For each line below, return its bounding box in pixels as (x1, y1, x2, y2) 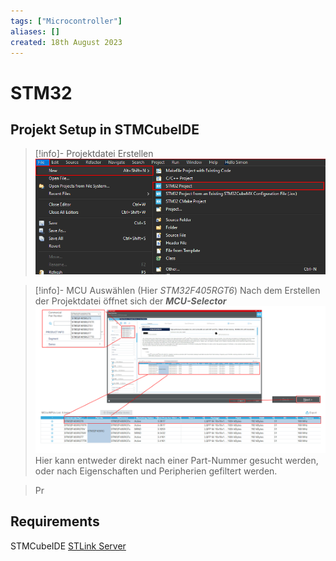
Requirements (10, 513, 100, 530)
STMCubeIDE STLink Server (10, 540, 127, 552)
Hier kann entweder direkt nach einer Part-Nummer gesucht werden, (34, 454, 319, 466)
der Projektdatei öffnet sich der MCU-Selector (34, 295, 227, 307)
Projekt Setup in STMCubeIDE (10, 121, 200, 138)
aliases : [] (10, 26, 60, 37)
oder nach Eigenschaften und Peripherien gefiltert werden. (34, 465, 278, 477)
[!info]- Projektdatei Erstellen (34, 148, 154, 160)
